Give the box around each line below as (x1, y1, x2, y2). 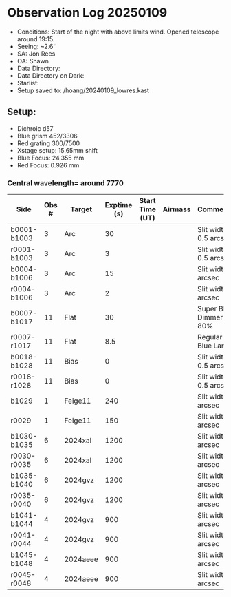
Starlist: (16, 78, 39, 87)
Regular (197, 333, 223, 342)
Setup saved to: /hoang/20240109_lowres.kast (16, 86, 150, 94)
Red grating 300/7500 (16, 139, 80, 147)
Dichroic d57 (16, 124, 54, 132)
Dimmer (197, 313, 223, 322)
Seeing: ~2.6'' (16, 42, 57, 50)
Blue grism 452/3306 (16, 132, 78, 140)
